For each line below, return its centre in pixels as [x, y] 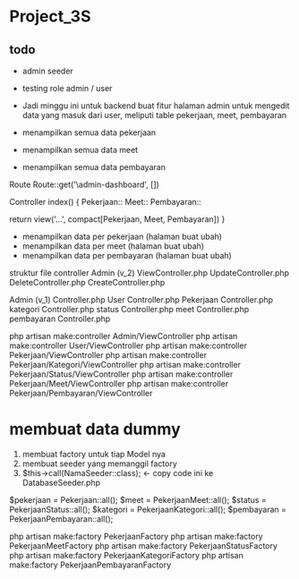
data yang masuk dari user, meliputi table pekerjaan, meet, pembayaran [154, 115]
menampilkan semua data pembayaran [94, 167]
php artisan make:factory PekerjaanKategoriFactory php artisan [126, 555]
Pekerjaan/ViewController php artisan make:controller [108, 355]
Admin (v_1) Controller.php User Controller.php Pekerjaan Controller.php [141, 300]
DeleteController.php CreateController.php [87, 282]
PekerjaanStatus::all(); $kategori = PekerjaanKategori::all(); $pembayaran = [148, 509]
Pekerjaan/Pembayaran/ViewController [81, 393]
